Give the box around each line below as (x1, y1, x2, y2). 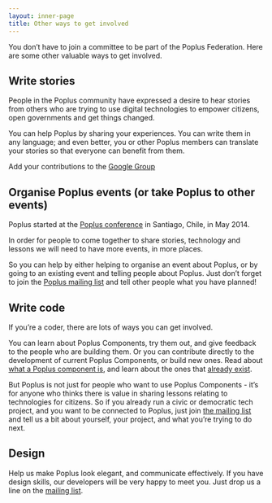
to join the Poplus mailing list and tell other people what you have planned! (8, 278, 257, 287)
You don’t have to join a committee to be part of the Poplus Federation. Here (8, 42, 263, 51)
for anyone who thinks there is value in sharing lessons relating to (8, 388, 228, 398)
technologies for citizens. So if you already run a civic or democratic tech (8, 396, 253, 407)
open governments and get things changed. (8, 113, 156, 123)
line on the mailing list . (8, 485, 84, 495)
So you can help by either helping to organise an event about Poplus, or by (8, 260, 258, 269)
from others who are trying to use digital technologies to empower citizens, (8, 104, 260, 114)
